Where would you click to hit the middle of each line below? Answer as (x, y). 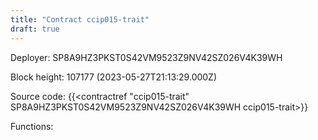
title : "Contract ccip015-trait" (80, 19)
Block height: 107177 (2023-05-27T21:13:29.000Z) (114, 77)
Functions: (32, 126)
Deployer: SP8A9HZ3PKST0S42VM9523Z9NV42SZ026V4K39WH (146, 57)
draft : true (35, 29)
